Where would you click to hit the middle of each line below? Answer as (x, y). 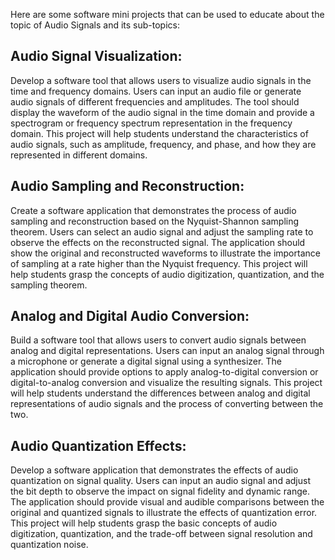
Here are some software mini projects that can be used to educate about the (167, 14)
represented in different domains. (79, 155)
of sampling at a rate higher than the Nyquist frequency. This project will (159, 263)
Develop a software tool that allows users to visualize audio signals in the (161, 80)
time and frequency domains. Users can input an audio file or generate (156, 91)
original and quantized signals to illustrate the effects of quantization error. (164, 513)
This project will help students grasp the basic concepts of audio (144, 523)
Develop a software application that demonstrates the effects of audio (154, 470)
